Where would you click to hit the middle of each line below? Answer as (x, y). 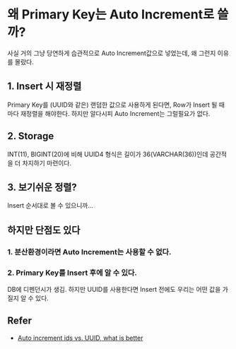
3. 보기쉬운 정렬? (42, 187)
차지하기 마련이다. (47, 162)
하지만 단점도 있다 (44, 230)
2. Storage (31, 136)
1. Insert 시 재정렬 (45, 87)
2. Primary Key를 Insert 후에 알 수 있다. (72, 273)
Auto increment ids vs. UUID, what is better (80, 338)
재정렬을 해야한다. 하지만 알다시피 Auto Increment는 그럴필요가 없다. (115, 113)
